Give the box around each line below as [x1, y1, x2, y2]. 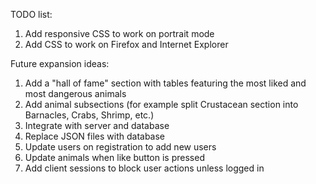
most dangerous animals [24, 88, 127, 99]
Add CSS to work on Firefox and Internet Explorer [24, 39, 229, 50]
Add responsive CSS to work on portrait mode [24, 28, 215, 39]
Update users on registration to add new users [24, 141, 217, 153]
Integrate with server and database [24, 120, 170, 131]
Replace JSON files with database [24, 130, 166, 142]
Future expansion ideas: [10, 58, 110, 69]
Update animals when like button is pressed [24, 152, 205, 163]
